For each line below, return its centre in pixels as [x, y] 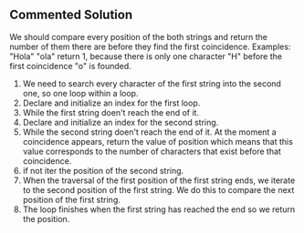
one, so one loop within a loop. [80, 93]
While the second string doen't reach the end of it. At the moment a [149, 132]
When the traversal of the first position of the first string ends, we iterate [159, 180]
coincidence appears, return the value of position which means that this [158, 141]
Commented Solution [71, 15]
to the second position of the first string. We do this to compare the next [158, 189]
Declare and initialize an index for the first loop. [111, 103]
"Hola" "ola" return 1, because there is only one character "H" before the [146, 56]
